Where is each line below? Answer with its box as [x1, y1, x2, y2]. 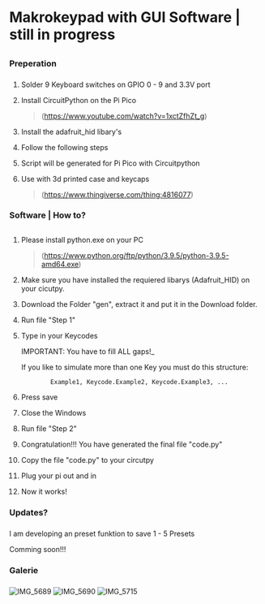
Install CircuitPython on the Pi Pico [20, 95, 137, 105]
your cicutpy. [20, 283, 66, 293]
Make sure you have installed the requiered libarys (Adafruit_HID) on [20, 274, 250, 284]
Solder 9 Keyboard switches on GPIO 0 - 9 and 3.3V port [20, 80, 211, 89]
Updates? [9, 507, 48, 518]
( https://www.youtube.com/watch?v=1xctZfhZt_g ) [41, 110, 207, 121]
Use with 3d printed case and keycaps [20, 174, 150, 183]
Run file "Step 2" [20, 423, 78, 434]
